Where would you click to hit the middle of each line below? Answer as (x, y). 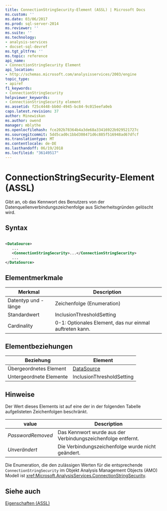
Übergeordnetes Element (37, 369)
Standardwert (24, 314)
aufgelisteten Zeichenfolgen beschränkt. (46, 412)
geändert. (69, 453)
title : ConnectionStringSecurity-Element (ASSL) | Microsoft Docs (75, 10)
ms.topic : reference (27, 56)
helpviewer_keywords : (28, 97)
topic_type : (17, 79)
